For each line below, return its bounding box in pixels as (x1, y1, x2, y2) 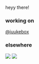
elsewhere (5, 41, 32, 49)
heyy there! (5, 5, 30, 10)
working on (5, 17, 34, 24)
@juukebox (5, 29, 29, 35)
